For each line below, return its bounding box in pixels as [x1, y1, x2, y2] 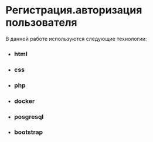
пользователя [5, 16, 77, 29]
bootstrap [13, 128, 43, 136]
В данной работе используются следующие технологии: [5, 35, 147, 42]
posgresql [13, 112, 44, 120]
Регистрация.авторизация [5, 4, 142, 17]
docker [13, 97, 35, 105]
